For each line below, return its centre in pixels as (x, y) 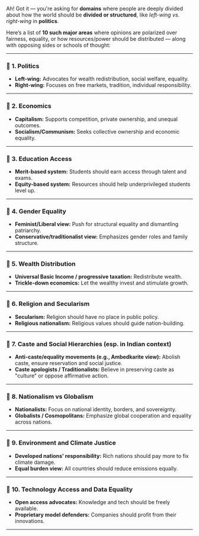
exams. (23, 177)
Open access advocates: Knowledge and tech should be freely (92, 502)
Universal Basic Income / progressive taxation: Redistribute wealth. (98, 277)
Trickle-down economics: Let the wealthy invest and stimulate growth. (102, 283)
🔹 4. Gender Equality (36, 211)
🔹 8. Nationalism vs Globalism (50, 397)
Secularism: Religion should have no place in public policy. (87, 317)
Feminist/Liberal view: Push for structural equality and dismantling (97, 224)
